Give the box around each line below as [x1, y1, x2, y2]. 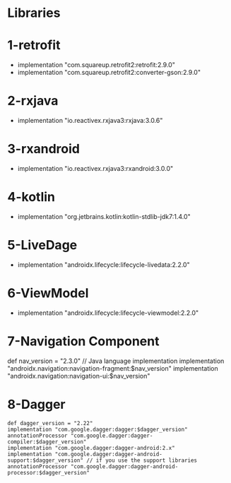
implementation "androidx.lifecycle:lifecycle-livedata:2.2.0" [17, 260, 190, 269]
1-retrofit [7, 37, 61, 54]
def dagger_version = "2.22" [7, 419, 93, 427]
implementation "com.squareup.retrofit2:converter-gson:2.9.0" [17, 68, 201, 77]
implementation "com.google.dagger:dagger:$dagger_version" [7, 426, 189, 433]
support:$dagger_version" [7, 457, 83, 464]
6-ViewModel [7, 285, 89, 302]
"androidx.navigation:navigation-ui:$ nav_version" [7, 371, 150, 380]
